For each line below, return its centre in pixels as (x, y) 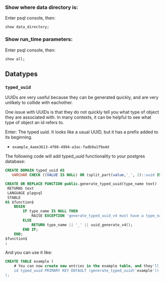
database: (15, 161)
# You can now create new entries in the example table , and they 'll (87, 266)
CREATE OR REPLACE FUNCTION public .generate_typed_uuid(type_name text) (81, 184)
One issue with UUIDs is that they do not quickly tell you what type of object (82, 112)
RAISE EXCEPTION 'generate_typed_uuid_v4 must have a (87, 216)
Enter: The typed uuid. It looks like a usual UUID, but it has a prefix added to (82, 132)
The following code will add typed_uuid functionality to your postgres (75, 156)
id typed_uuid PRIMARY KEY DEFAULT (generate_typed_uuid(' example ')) (87, 271)
